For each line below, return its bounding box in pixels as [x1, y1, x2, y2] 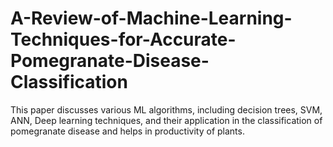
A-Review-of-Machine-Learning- [10, 7, 293, 30]
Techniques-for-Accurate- [10, 28, 237, 51]
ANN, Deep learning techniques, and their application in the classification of [10, 114, 323, 126]
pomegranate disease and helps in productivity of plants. [10, 125, 245, 137]
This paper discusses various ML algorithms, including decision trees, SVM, [10, 103, 323, 116]
